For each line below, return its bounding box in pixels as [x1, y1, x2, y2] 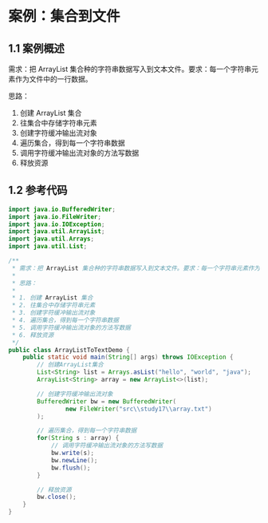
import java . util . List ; [8, 243, 88, 251]
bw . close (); [37, 493, 77, 501]
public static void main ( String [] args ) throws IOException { [22, 353, 234, 362]
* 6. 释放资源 [11, 331, 54, 339]
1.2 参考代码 [8, 184, 68, 197]
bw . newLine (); [50, 456, 98, 464]
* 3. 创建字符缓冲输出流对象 [11, 309, 96, 317]
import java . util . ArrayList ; [8, 228, 105, 236]
